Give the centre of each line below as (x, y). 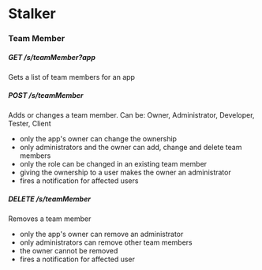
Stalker (32, 14)
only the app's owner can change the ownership (98, 139)
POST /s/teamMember (46, 95)
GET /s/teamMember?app (52, 57)
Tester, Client (30, 124)
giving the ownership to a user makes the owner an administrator (125, 172)
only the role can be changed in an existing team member (113, 164)
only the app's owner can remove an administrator (101, 234)
